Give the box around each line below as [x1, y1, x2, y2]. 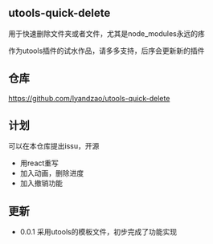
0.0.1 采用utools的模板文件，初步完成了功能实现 [19, 227, 178, 237]
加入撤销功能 [19, 178, 63, 188]
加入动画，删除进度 [19, 169, 84, 178]
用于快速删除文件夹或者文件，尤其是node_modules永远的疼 [8, 28, 205, 39]
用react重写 [19, 158, 59, 168]
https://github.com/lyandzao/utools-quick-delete [8, 93, 170, 103]
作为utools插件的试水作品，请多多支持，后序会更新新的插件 [8, 46, 205, 55]
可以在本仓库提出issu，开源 [8, 141, 100, 151]
